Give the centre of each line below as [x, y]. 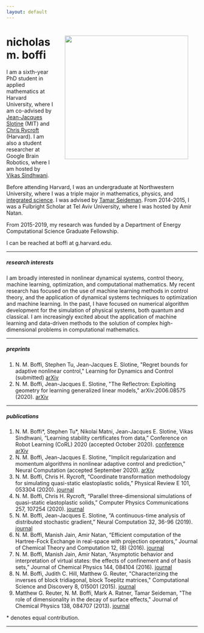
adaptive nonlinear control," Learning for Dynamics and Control [94, 371]
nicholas [28, 42]
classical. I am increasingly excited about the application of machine [92, 316]
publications [23, 417]
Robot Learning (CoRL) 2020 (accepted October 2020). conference [100, 444]
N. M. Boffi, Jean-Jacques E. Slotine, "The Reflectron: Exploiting [95, 384]
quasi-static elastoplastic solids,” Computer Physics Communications [102, 503]
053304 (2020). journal [45, 489]
